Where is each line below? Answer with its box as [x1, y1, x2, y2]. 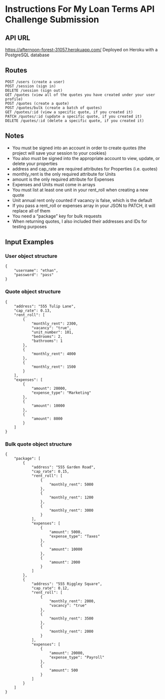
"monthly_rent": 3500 [49, 616, 94, 621]
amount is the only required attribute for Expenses [12, 176, 114, 182]
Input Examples [5, 238, 54, 247]
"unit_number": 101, [31, 329, 74, 334]
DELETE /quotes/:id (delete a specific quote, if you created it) [5, 118, 144, 123]
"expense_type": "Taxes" [49, 534, 100, 539]
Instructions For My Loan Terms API [5, 3, 155, 15]
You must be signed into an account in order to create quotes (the [12, 145, 146, 151]
